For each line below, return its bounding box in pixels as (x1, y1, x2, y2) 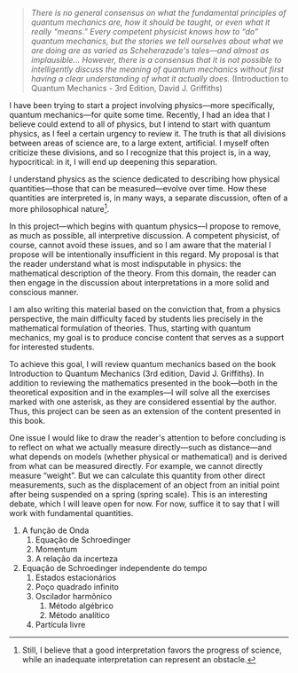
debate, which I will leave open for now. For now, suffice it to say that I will (9, 498, 280, 509)
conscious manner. (9, 286, 79, 297)
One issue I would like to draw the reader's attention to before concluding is (9, 432, 286, 442)
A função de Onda (21, 525, 90, 536)
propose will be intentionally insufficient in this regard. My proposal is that (9, 248, 279, 260)
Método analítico (48, 609, 111, 620)
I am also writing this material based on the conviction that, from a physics (9, 303, 281, 314)
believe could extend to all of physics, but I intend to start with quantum (9, 119, 271, 129)
